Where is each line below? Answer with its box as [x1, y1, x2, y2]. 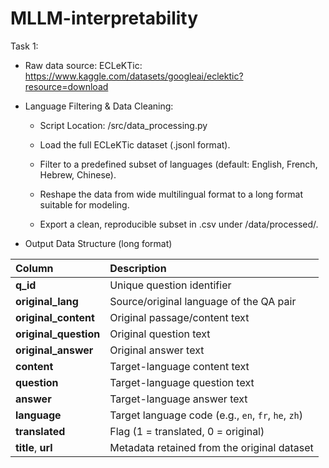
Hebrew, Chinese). [39, 168, 117, 181]
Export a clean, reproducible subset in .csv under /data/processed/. [39, 218, 319, 230]
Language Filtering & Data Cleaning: [24, 100, 174, 112]
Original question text [109, 327, 211, 341]
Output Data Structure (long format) [24, 237, 173, 249]
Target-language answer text [109, 392, 248, 406]
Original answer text [109, 343, 205, 357]
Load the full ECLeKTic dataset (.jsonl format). [39, 138, 231, 151]
